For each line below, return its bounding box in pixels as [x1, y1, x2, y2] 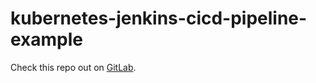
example [10, 28, 84, 51]
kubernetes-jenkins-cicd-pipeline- [10, 7, 308, 30]
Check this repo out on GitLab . [10, 61, 137, 73]
